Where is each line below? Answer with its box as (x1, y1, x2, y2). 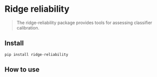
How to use (4, 65, 40, 74)
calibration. (16, 25, 40, 30)
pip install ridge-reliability (4, 52, 68, 57)
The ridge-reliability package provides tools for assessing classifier (16, 20, 153, 26)
